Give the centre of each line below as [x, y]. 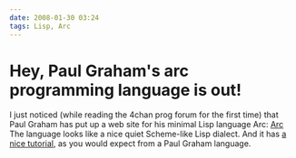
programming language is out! [126, 90]
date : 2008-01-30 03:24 [54, 18]
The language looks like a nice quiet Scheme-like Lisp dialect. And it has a [148, 134]
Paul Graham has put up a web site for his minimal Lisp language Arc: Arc [147, 125]
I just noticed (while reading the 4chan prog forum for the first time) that [144, 115]
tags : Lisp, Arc [40, 26]
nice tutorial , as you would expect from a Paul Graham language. [130, 144]
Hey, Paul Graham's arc [99, 71]
